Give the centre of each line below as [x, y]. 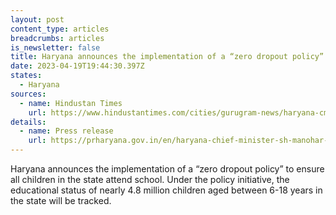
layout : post [37, 19]
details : [28, 122]
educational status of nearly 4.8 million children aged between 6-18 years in [166, 190]
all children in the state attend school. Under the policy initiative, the [150, 179]
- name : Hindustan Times [71, 103]
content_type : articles [60, 29]
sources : [28, 94]
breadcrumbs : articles [57, 38]
